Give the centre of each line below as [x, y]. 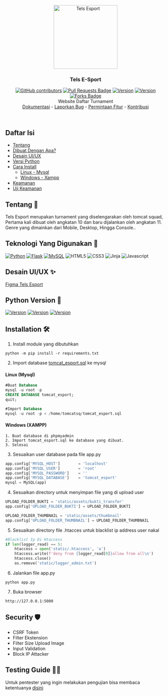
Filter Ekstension [30, 637]
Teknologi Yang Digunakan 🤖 [52, 244]
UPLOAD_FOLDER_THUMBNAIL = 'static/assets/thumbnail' [64, 515]
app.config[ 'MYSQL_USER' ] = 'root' [51, 468]
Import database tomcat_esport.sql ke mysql [59, 363]
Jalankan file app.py [34, 573]
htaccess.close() [33, 559]
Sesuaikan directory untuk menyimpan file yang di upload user [78, 492]
